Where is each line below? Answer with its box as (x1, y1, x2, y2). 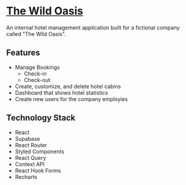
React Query (14, 154, 46, 161)
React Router (14, 141, 47, 148)
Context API (14, 160, 45, 168)
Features (6, 48, 40, 58)
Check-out (23, 76, 50, 83)
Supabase (14, 135, 40, 142)
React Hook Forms (14, 166, 61, 174)
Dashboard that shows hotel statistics (14, 89, 108, 96)
